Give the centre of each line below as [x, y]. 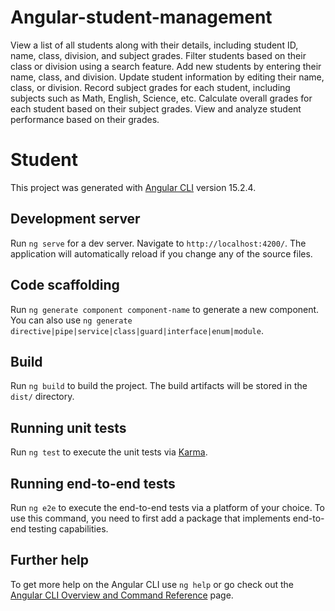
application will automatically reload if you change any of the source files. [161, 253]
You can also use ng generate [71, 320]
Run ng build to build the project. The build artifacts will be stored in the [159, 386]
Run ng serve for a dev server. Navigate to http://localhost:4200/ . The [158, 243]
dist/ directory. [42, 397]
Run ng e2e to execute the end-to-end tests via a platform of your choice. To [168, 507]
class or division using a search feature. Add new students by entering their [166, 66]
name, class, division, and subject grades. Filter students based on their [158, 55]
